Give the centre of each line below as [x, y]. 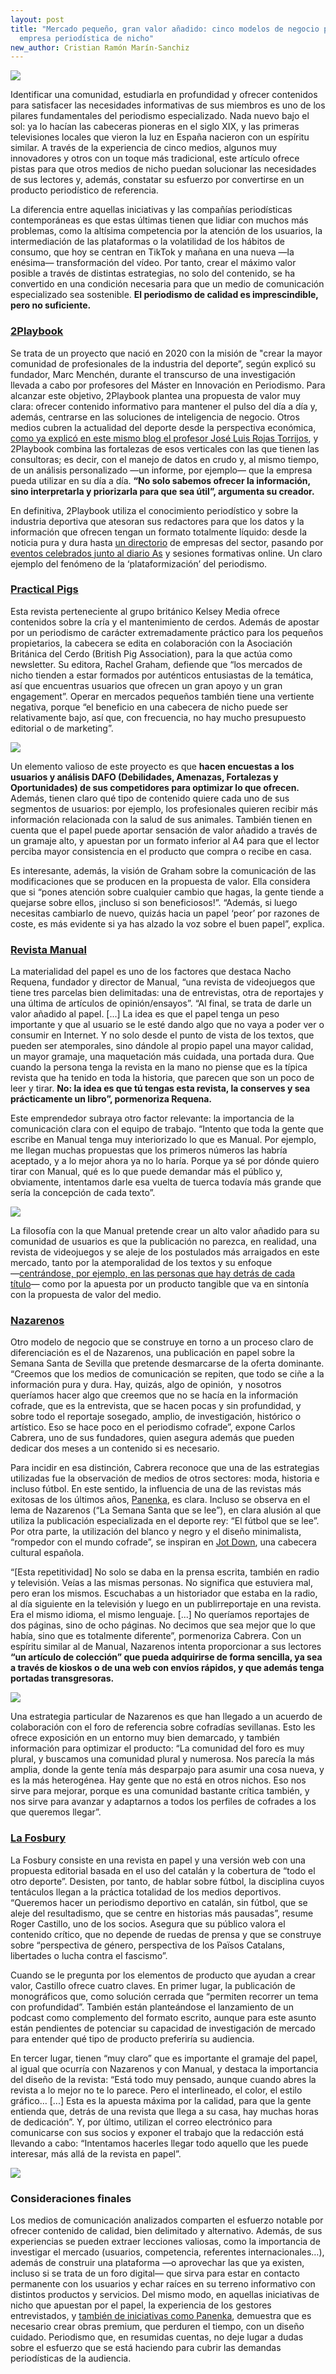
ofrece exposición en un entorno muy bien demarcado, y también [145, 1738]
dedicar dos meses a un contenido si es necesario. [115, 1448]
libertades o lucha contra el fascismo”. [89, 1955]
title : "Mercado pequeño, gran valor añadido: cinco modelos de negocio [165, 29]
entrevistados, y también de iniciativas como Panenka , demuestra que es [161, 2316]
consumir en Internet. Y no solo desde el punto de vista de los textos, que [162, 1035]
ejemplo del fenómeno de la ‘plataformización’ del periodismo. [139, 563]
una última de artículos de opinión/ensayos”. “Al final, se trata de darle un [161, 1003]
